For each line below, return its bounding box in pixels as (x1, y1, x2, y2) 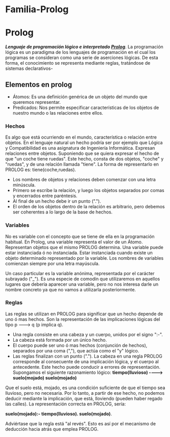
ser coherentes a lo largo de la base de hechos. (12, 209, 113, 215)
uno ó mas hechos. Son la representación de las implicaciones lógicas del (5, 316, 160, 322)
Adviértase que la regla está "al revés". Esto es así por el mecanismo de (5, 420, 156, 426)
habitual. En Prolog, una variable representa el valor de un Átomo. (5, 238, 143, 245)
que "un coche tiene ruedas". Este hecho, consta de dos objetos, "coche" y (5, 156, 164, 162)
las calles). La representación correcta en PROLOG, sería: (5, 401, 126, 407)
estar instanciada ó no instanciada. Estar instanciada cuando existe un (5, 250, 153, 256)
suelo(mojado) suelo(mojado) (12, 374, 77, 380)
